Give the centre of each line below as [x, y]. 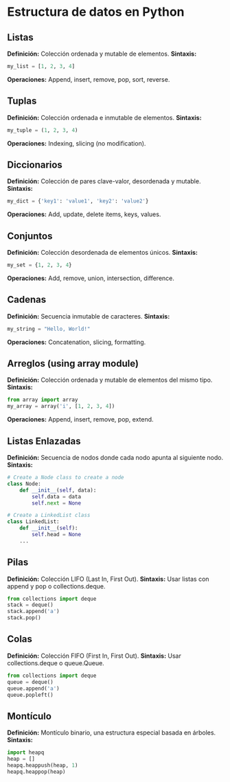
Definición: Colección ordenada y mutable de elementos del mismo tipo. [110, 380]
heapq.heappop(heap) [37, 772]
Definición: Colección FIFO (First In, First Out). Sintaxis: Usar [94, 656]
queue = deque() [30, 682]
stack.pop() [24, 618]
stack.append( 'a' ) [33, 612]
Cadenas [27, 300]
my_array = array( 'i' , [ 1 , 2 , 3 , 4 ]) [61, 406]
